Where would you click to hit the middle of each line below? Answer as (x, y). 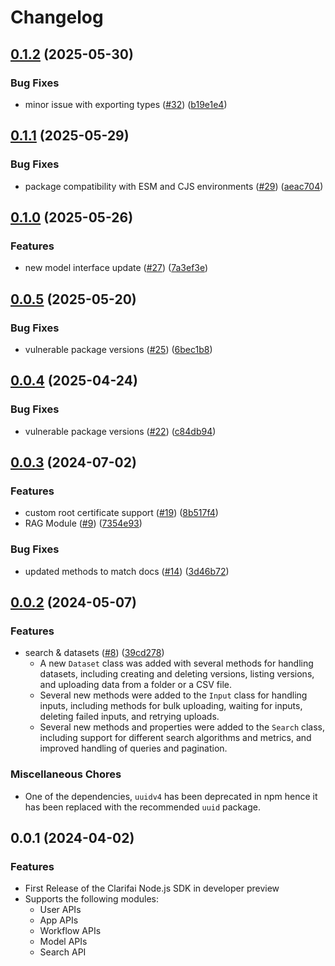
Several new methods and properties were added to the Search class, (182, 727)
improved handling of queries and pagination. (133, 748)
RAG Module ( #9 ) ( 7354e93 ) (83, 523)
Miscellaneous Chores (66, 774)
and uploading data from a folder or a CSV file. (135, 685)
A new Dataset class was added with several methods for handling (176, 663)
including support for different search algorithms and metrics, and (175, 738)
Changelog (57, 17)
